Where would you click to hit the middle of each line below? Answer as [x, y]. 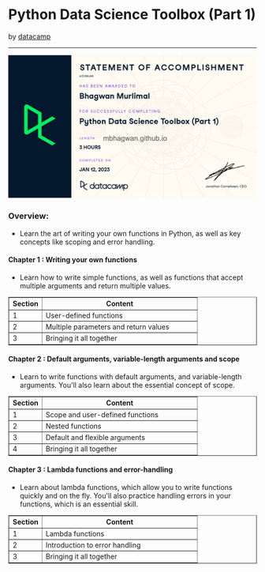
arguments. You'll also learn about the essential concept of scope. [127, 385]
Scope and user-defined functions [102, 414]
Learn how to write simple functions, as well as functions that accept [131, 277]
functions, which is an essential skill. [79, 504]
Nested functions [73, 426]
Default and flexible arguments [95, 438]
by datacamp [30, 36]
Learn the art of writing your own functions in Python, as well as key [130, 233]
